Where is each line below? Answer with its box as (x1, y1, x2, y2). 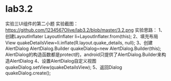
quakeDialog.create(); (5, 70, 51, 76)
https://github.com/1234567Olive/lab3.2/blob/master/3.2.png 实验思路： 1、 (5, 26, 165, 33)
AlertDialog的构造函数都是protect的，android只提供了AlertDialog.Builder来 (5, 51, 162, 58)
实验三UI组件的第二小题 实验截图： (5, 20, 79, 26)
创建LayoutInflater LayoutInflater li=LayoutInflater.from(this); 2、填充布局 (5, 33, 158, 39)
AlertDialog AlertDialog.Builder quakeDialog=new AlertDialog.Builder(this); (5, 45, 162, 51)
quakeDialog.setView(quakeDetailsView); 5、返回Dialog (5, 64, 123, 70)
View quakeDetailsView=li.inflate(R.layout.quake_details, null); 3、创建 (5, 39, 153, 46)
